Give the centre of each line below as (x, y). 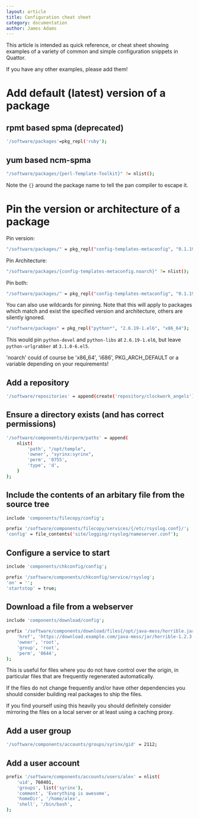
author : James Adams (32, 28)
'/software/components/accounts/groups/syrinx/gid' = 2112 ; (82, 745)
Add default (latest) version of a (86, 93)
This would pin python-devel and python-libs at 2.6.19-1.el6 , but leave (94, 340)
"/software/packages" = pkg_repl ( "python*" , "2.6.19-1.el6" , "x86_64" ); (98, 328)
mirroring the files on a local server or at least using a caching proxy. (90, 712)
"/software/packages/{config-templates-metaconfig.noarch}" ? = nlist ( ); (98, 271)
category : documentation (37, 23)
